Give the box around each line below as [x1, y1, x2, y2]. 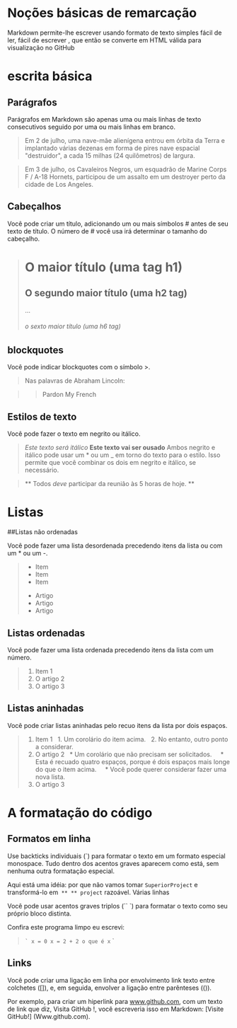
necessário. [24, 466, 59, 475]
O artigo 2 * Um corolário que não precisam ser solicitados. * [35, 750, 224, 758]
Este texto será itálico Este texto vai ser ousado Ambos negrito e [24, 444, 216, 452]
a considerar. [35, 742, 74, 751]
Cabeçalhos [7, 200, 62, 213]
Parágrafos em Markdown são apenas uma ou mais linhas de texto [7, 115, 202, 123]
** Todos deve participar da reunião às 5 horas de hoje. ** [24, 480, 195, 488]
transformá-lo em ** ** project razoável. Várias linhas [7, 888, 170, 896]
